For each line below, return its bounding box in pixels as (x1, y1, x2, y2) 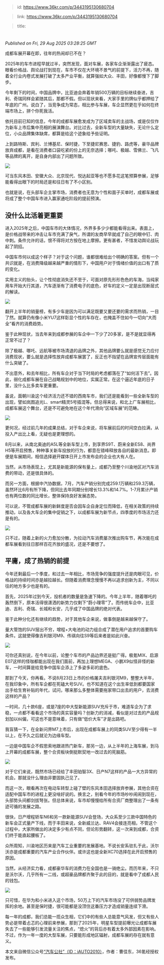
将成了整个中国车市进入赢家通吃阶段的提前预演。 (5, 195, 103, 201)
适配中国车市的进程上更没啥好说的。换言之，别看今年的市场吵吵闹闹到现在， (5, 791, 159, 797)
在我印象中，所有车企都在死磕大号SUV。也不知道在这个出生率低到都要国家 (5, 681, 155, 687)
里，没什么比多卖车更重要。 (5, 383, 61, 388)
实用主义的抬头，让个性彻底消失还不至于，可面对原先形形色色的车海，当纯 (5, 277, 155, 282)
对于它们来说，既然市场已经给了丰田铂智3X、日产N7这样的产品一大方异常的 (5, 769, 158, 774)
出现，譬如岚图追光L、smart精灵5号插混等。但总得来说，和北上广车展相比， (5, 399, 159, 405)
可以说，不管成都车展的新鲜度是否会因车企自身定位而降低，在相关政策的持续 (5, 503, 159, 509)
